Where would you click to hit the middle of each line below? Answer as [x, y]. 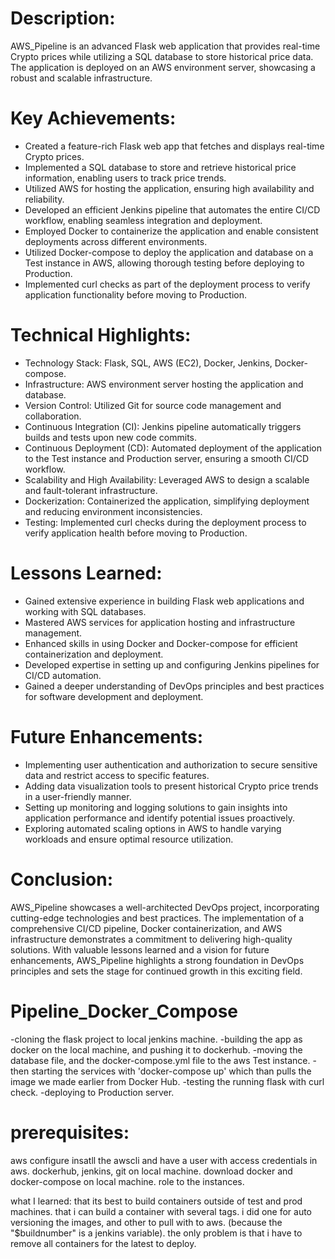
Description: [63, 18]
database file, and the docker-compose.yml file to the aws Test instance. [160, 1060]
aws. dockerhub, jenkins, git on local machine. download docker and [151, 1171]
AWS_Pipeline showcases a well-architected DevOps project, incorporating [165, 907]
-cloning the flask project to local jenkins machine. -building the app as [156, 1039]
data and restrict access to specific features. [117, 775]
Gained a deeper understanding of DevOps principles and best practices [174, 686]
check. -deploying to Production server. [92, 1092]
